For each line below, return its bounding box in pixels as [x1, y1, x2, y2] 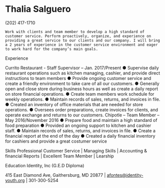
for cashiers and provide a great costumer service [5, 138, 107, 144]
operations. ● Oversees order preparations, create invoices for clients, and [5, 107, 158, 113]
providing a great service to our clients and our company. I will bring [5, 38, 161, 43]
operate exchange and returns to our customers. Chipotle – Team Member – [5, 112, 160, 118]
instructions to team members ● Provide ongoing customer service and [5, 75, 152, 81]
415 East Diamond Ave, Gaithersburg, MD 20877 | [5, 172, 106, 178]
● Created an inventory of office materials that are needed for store [5, 101, 143, 107]
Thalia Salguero [5, 3, 71, 15]
